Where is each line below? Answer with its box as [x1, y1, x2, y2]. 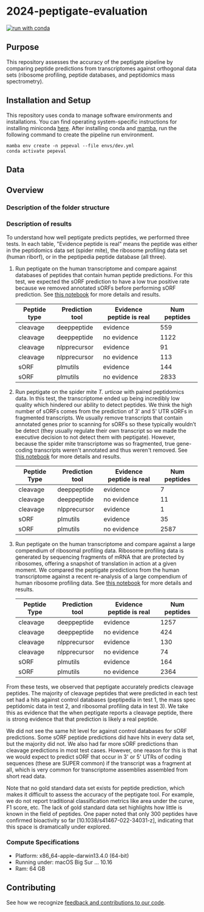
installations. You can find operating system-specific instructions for [6, 118, 177, 125]
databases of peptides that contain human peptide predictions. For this [15, 271, 193, 278]
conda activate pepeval [6, 148, 67, 154]
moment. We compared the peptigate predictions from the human [15, 566, 180, 574]
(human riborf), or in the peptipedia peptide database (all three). [6, 253, 167, 260]
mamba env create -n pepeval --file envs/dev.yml [6, 142, 135, 149]
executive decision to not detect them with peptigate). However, [15, 433, 175, 441]
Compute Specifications [6, 838, 80, 847]
